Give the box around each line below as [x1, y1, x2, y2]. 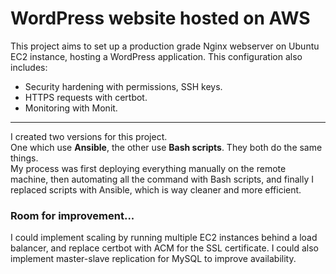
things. [10, 152, 39, 164]
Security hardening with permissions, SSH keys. [24, 80, 223, 92]
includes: [10, 61, 48, 73]
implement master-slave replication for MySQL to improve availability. [10, 253, 297, 265]
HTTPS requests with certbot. [24, 91, 148, 103]
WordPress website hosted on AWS [10, 7, 311, 30]
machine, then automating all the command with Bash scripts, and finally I [10, 173, 314, 185]
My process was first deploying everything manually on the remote [10, 162, 287, 174]
